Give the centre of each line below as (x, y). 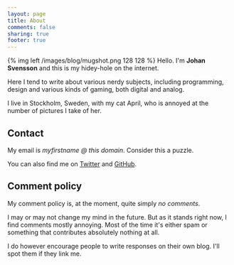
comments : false (31, 27)
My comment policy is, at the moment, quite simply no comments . (104, 203)
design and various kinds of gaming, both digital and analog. (96, 90)
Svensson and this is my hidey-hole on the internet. (83, 68)
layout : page (27, 14)
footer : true (27, 40)
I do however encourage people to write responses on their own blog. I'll (114, 246)
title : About (27, 21)
